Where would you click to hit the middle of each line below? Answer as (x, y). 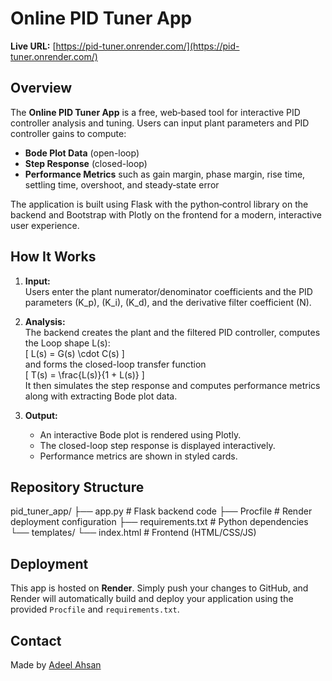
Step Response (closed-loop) (86, 163)
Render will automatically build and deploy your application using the (152, 599)
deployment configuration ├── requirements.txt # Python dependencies (159, 522)
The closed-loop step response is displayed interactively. (157, 445)
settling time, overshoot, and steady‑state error (122, 184)
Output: (41, 415)
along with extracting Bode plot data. (101, 396)
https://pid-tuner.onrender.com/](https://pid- (147, 46)
